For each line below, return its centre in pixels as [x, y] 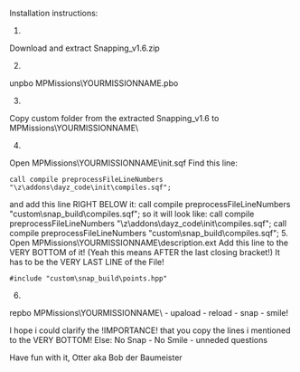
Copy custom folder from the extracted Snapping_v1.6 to [114, 118]
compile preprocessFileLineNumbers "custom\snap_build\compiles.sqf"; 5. [149, 233]
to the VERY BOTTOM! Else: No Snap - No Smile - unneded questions [139, 340]
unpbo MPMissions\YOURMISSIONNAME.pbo [94, 83]
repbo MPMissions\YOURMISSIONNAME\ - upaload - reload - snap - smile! [149, 313]
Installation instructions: [54, 13]
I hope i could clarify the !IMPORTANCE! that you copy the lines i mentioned [150, 330]
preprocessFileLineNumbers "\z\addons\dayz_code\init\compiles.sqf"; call [148, 224]
